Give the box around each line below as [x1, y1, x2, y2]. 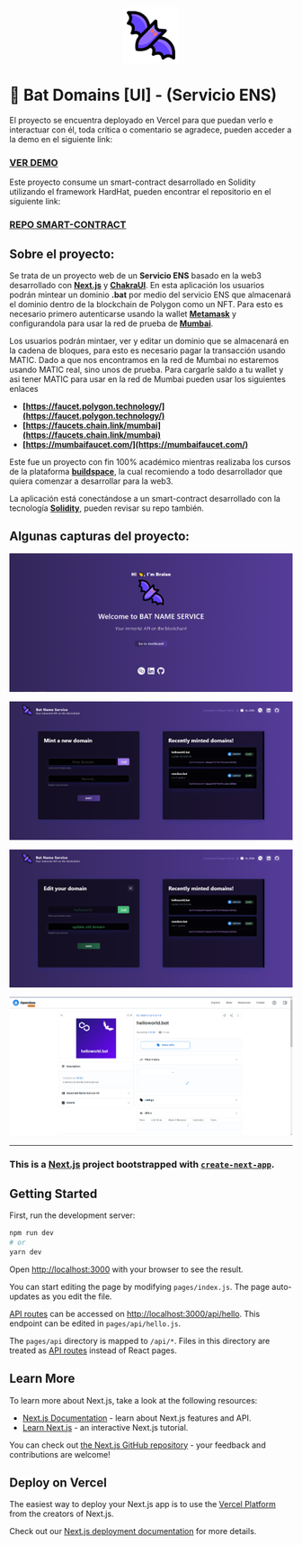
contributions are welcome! [9, 1449, 111, 1459]
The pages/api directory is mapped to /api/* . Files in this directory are [9, 1335, 271, 1346]
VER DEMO [9, 156, 58, 168]
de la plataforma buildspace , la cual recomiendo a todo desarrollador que [9, 466, 283, 477]
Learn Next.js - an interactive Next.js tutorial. [22, 1422, 189, 1432]
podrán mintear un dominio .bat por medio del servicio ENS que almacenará [9, 289, 292, 300]
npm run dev [9, 1229, 54, 1238]
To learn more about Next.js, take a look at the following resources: [9, 1395, 258, 1405]
